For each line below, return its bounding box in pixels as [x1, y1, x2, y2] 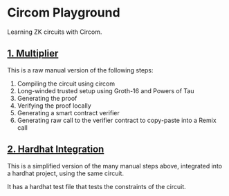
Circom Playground [7, 5, 120, 21]
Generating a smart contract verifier [17, 108, 120, 117]
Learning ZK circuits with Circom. [7, 28, 102, 36]
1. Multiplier [7, 48, 59, 59]
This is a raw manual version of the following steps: [7, 66, 154, 74]
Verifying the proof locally [17, 101, 91, 110]
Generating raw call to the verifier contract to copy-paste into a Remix [17, 116, 217, 124]
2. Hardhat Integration [7, 144, 104, 155]
